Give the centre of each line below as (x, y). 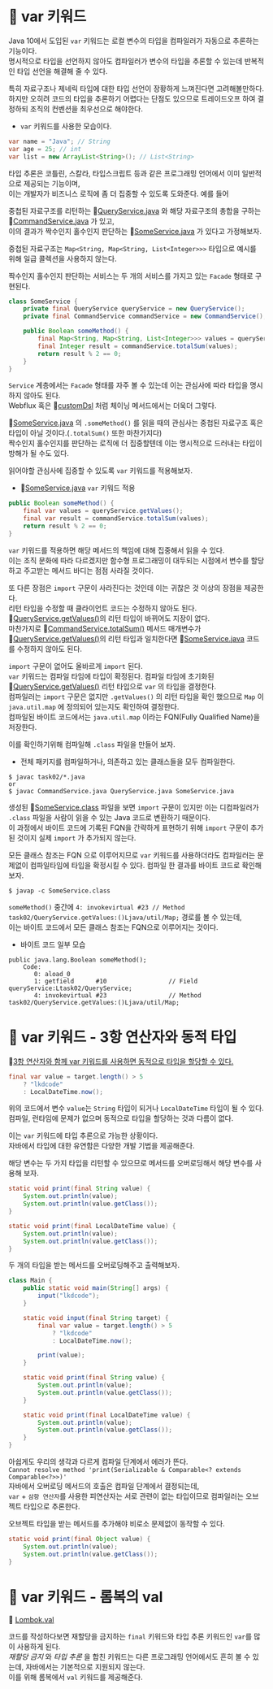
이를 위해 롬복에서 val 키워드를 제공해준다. (76, 1677)
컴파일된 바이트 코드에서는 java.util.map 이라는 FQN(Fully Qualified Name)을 (134, 717)
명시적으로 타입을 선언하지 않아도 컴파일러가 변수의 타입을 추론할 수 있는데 (126, 61)
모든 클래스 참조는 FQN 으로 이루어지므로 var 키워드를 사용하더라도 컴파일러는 (132, 855)
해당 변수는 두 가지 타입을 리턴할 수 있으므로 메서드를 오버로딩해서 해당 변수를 (131, 1163)
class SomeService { (43, 302)
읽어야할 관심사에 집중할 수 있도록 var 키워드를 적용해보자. (101, 471)
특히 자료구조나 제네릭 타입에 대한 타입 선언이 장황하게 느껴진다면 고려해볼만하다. (136, 88)
